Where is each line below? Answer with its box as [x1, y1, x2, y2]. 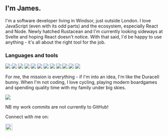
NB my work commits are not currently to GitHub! [5, 104, 109, 110]
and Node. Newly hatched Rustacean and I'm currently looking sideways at [5, 28, 163, 35]
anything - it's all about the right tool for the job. [5, 39, 106, 45]
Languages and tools [5, 52, 59, 59]
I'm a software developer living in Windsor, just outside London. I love [5, 17, 151, 23]
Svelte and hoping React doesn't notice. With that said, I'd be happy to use [5, 33, 162, 40]
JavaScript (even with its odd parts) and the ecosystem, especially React [5, 23, 158, 29]
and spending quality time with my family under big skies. [5, 85, 126, 91]
